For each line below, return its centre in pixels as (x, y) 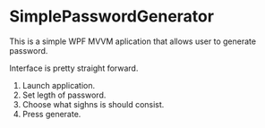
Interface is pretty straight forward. (74, 68)
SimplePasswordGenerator (112, 17)
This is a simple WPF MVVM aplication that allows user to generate (133, 41)
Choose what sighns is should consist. (93, 104)
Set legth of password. (64, 95)
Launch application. (59, 85)
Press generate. (51, 114)
